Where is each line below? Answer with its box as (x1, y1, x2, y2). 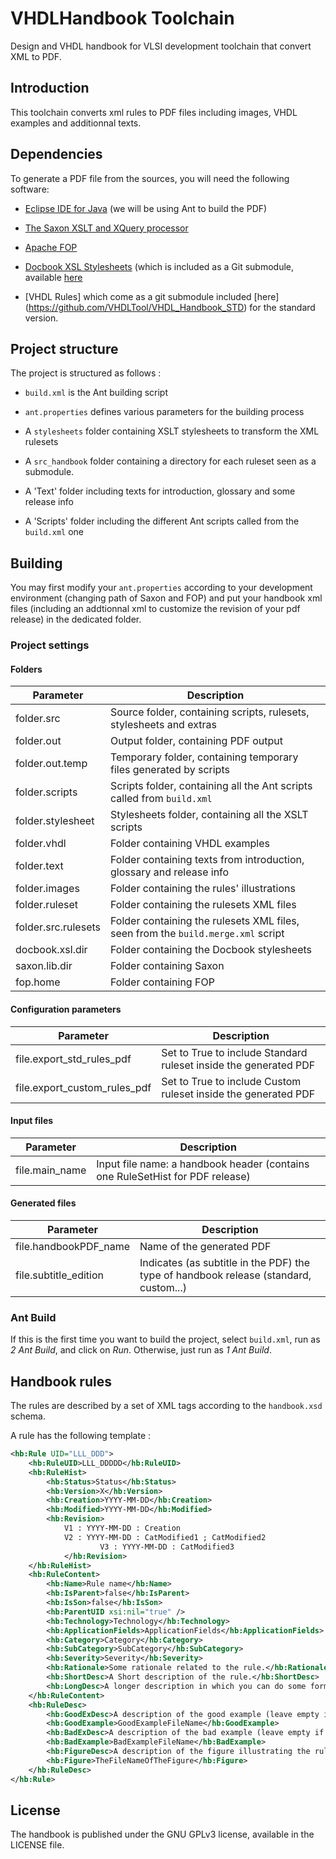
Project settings (10, 638, 90, 652)
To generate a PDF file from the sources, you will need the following (10, 172, 290, 184)
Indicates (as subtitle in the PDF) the (139, 1255, 311, 1269)
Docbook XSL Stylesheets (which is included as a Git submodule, (24, 260, 295, 272)
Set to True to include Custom (161, 1074, 302, 1088)
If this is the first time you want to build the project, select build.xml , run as (10, 1333, 321, 1346)
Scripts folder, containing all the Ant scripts (110, 779, 313, 793)
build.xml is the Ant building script (24, 387, 169, 399)
